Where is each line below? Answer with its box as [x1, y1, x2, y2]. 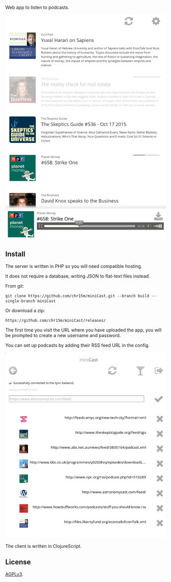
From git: [5, 283, 25, 289]
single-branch [5, 298, 36, 304]
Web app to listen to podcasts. [5, 5, 70, 10]
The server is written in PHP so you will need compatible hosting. [5, 263, 142, 269]
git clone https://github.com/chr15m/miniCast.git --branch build [5, 293, 150, 299]
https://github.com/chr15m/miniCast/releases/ [5, 318, 106, 323]
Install [5, 249, 26, 258]
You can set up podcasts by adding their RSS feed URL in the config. [5, 342, 150, 348]
